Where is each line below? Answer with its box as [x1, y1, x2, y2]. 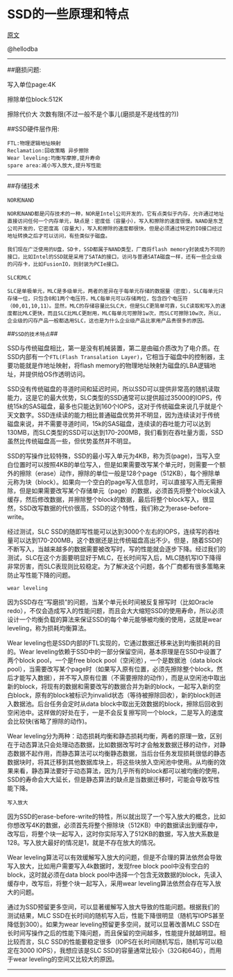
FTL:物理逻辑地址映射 [7, 140, 61, 147]
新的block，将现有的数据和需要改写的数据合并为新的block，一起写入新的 [7, 682, 215, 690]
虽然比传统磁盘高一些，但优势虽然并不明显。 [7, 436, 135, 445]
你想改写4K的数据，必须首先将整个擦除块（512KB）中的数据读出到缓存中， [7, 820, 222, 829]
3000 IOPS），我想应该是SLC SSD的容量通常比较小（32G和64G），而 [19, 946, 216, 954]
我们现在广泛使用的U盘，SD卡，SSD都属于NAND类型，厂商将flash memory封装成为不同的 [7, 246, 225, 253]
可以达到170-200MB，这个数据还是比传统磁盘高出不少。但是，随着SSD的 [12, 536, 223, 544]
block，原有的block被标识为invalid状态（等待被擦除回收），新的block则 [12, 690, 216, 699]
